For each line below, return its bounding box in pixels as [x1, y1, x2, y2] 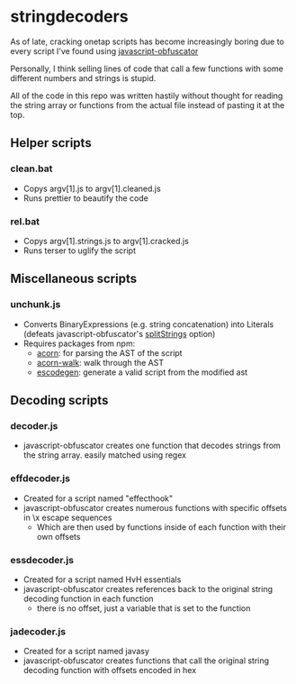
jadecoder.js [10, 625, 67, 637]
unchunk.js [10, 298, 61, 311]
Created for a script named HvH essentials [22, 574, 182, 585]
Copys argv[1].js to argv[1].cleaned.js [22, 183, 161, 194]
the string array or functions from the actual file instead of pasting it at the [10, 99, 285, 110]
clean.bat [10, 162, 53, 175]
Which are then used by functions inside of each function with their [36, 521, 287, 533]
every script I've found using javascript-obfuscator [10, 45, 199, 56]
